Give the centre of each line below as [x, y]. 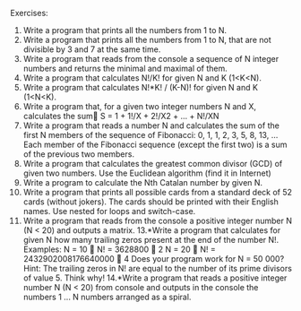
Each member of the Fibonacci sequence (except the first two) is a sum [155, 144]
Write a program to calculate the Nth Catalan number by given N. [143, 182]
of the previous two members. [79, 154]
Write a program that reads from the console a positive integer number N [157, 220]
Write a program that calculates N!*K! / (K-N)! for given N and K [141, 87]
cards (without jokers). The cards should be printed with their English [150, 202]
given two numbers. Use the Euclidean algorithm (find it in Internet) [147, 173]
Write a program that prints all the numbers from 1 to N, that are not [147, 40]
